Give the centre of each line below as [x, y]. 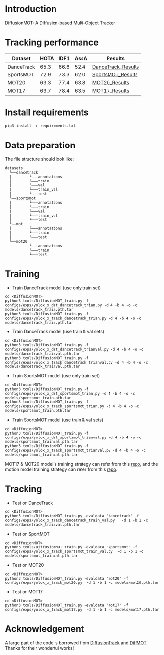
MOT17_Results [111, 91]
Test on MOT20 [28, 565]
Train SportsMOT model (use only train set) [56, 375]
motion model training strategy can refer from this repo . [61, 469]
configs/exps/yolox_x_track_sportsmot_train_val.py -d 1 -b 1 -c [74, 551]
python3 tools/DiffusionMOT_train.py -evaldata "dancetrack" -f [72, 516]
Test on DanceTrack [32, 503]
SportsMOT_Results [115, 74]
